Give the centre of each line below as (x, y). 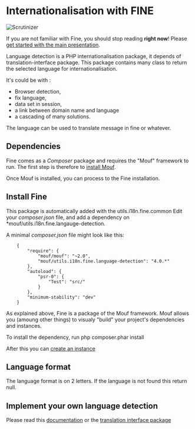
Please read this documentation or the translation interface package (89, 420)
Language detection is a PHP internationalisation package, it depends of (94, 56)
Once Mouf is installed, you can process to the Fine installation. (83, 178)
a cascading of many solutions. (52, 117)
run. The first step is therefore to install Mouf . (61, 167)
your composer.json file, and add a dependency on (68, 217)
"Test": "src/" (67, 282)
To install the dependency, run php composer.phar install (75, 337)
